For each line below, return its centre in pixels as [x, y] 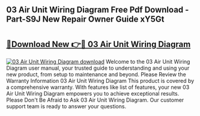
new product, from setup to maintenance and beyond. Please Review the [96, 74]
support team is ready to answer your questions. [66, 106]
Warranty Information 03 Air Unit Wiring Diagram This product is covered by [100, 81]
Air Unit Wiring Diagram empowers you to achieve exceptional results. [93, 93]
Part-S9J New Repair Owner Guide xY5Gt [85, 20]
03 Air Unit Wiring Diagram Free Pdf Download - [98, 10]
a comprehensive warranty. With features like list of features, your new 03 [98, 87]
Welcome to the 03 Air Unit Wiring [148, 62]
